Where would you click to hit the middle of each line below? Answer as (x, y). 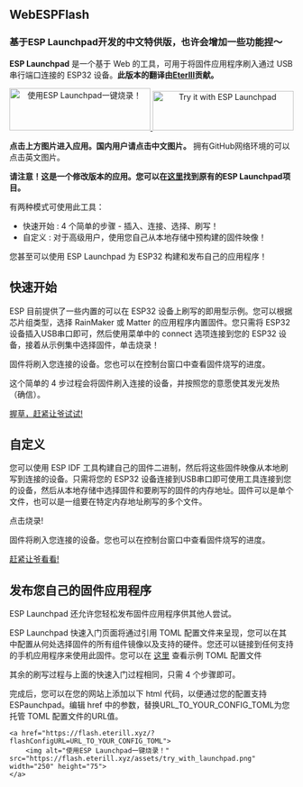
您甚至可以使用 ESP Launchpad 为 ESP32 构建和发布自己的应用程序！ (138, 256)
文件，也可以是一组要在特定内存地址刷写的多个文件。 (108, 502)
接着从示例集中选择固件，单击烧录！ (92, 344)
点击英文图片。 (37, 157)
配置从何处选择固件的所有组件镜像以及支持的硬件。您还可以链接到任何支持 (155, 645)
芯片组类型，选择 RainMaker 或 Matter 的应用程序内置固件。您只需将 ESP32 (150, 322)
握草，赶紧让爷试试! (46, 413)
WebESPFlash (50, 15)
